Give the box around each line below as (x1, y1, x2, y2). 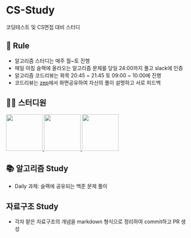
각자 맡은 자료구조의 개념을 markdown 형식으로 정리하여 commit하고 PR (14, 218, 180, 225)
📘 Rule (6, 41, 30, 51)
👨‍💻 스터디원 (6, 98, 47, 108)
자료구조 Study (6, 201, 58, 211)
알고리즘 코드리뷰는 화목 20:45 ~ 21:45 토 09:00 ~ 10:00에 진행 (14, 71, 162, 79)
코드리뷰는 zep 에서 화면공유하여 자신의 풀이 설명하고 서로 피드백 (14, 79, 161, 86)
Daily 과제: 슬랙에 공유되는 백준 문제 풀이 (14, 182, 108, 190)
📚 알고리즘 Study (6, 163, 68, 173)
